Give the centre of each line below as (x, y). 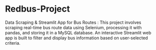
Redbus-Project (38, 9)
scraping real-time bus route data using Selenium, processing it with (73, 27)
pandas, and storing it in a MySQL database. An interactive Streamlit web (78, 33)
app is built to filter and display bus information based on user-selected (77, 38)
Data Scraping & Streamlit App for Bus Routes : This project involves (73, 22)
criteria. (13, 43)
